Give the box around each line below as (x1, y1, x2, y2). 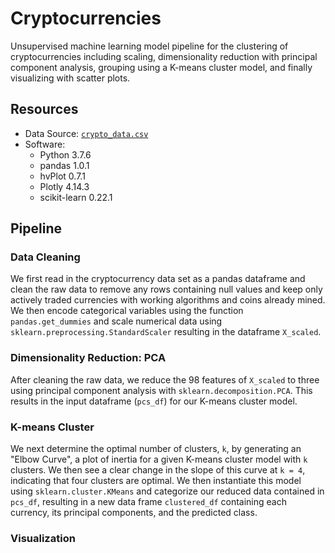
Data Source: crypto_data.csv (24, 127, 149, 139)
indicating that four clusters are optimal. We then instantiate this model (10, 475, 302, 487)
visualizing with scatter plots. (10, 72, 131, 84)
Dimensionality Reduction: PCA (10, 351, 167, 365)
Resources (10, 101, 79, 118)
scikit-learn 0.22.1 (39, 191, 113, 203)
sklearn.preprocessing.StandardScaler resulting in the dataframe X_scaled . (10, 326, 322, 338)
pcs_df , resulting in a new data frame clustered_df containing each (10, 496, 287, 508)
